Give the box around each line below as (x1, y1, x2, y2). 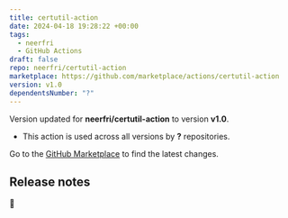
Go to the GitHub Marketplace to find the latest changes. (9, 148, 219, 159)
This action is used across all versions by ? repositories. (22, 131, 230, 141)
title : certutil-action (9, 13, 99, 23)
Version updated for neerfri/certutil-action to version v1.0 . (9, 114, 229, 124)
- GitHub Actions (17, 47, 83, 56)
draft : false (9, 55, 58, 64)
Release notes (9, 174, 91, 189)
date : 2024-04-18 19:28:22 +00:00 (9, 22, 139, 31)
